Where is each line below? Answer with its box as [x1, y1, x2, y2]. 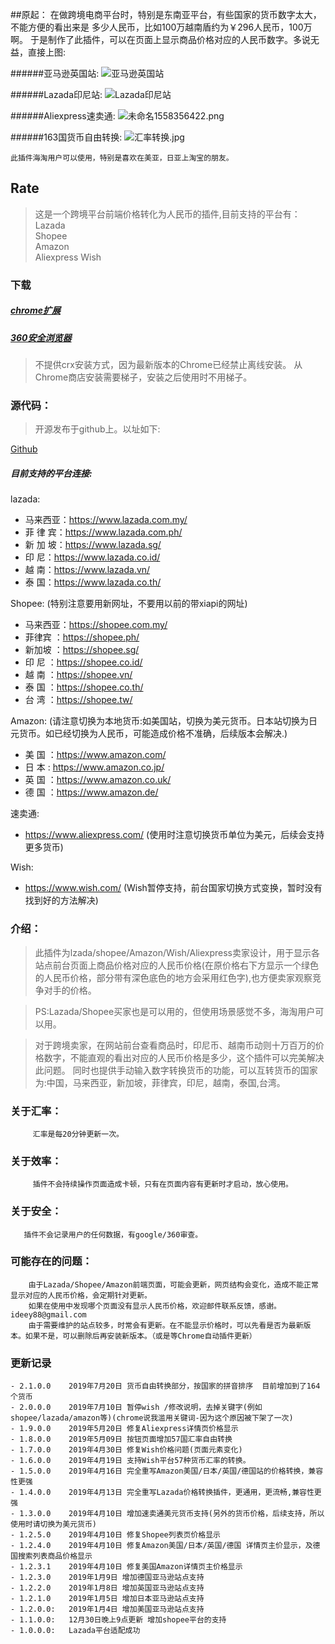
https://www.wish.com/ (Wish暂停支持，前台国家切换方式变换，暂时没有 [24, 882, 323, 894]
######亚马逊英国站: [10, 68, 100, 79]
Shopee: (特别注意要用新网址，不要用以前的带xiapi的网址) [10, 598, 248, 610]
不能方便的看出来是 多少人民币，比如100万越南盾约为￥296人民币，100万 [10, 21, 313, 33]
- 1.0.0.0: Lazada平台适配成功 [10, 1626, 141, 1636]
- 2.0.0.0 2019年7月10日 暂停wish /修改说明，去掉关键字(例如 [10, 1403, 263, 1413]
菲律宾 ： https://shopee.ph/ [24, 631, 140, 643]
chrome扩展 [10, 304, 61, 317]
